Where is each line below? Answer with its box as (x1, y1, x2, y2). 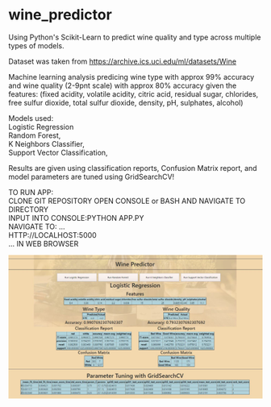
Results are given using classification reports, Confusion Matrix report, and (8, 163, 257, 172)
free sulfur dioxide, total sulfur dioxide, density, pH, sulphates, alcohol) (8, 98, 244, 107)
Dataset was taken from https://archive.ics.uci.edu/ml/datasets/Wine (8, 56, 236, 66)
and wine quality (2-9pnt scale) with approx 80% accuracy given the (8, 81, 237, 90)
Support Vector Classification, (8, 147, 108, 157)
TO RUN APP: (8, 187, 54, 197)
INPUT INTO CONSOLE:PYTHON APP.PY (8, 213, 144, 222)
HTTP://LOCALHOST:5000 (8, 230, 97, 239)
